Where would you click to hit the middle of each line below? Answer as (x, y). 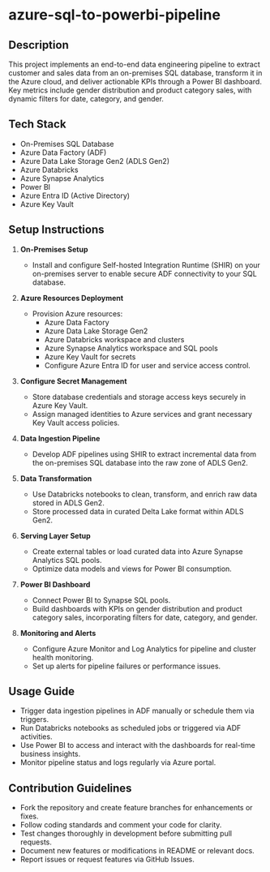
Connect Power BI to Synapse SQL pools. (101, 600)
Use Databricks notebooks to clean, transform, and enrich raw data (145, 494)
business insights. (50, 754)
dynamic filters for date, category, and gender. (86, 99)
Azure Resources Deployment (72, 298)
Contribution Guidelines (70, 788)
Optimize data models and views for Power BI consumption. (132, 569)
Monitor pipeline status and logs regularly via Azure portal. (118, 762)
